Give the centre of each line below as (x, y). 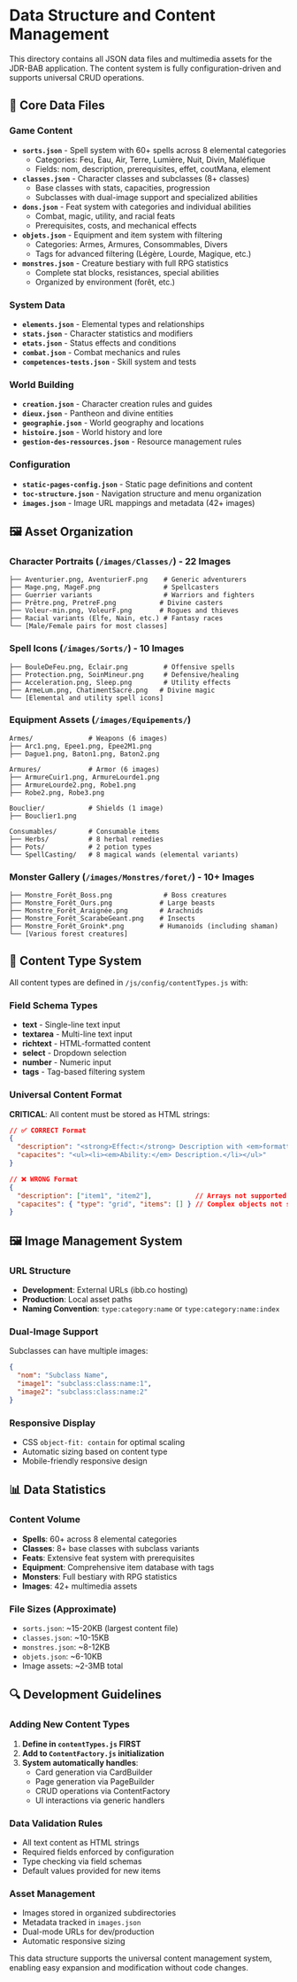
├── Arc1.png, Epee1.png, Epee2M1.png (80, 746)
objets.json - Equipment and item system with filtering (122, 235)
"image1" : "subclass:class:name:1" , (84, 1383)
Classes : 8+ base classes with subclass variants (110, 1548)
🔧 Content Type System (76, 961)
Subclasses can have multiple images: (79, 1351)
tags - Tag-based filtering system (84, 1072)
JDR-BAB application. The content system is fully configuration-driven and (145, 68)
